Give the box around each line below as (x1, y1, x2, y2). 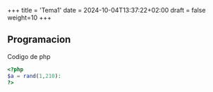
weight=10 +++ (7, 13, 51, 22)
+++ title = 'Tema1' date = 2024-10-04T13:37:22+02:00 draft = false (7, 6, 206, 14)
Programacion (7, 34, 71, 46)
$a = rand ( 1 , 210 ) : (7, 72, 61, 79)
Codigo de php (7, 52, 51, 60)
